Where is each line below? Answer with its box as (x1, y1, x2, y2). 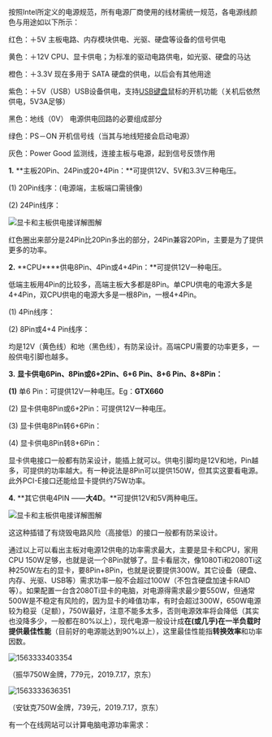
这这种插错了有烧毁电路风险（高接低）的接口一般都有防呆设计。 (8, 528, 222, 537)
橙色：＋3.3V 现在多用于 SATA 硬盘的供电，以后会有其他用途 (8, 69, 212, 79)
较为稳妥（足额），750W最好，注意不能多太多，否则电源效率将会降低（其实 (8, 606, 260, 616)
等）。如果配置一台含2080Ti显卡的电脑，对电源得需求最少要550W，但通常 (8, 586, 256, 595)
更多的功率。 (8, 245, 51, 255)
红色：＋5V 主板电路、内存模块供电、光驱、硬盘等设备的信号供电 (8, 35, 226, 44)
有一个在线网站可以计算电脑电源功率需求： (8, 720, 151, 730)
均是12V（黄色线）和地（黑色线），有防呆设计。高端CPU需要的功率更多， (8, 342, 253, 351)
